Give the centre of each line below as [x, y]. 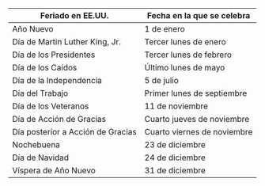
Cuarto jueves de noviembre [197, 119]
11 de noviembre [176, 106]
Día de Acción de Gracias [59, 119]
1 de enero [165, 29]
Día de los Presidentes [54, 55]
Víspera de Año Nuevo [54, 171]
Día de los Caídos [45, 68]
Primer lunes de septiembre [196, 93]
